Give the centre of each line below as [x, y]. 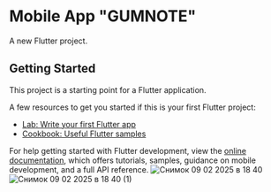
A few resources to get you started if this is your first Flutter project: [132, 107]
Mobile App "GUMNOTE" [103, 16]
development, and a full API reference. [79, 169]
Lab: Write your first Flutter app [79, 124]
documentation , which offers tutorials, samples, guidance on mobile [132, 160]
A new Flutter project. [49, 41]
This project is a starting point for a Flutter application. [108, 89]
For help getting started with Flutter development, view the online [128, 150]
